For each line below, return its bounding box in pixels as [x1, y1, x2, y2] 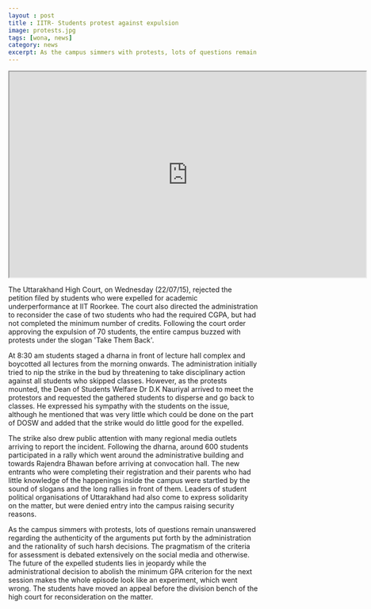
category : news [8, 41, 59, 49]
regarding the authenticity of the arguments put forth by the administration [8, 533, 251, 542]
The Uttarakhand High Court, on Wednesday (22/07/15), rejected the [8, 285, 232, 294]
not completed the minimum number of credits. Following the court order [8, 319, 247, 327]
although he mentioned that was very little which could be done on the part [8, 410, 254, 419]
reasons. [8, 509, 37, 519]
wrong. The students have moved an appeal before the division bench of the [8, 584, 258, 593]
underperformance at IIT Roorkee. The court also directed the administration [8, 302, 258, 311]
